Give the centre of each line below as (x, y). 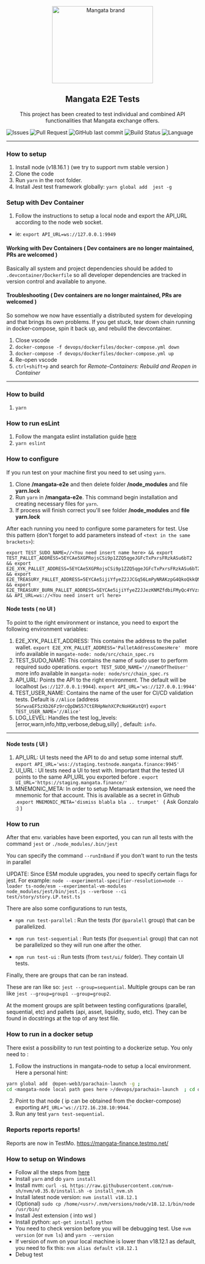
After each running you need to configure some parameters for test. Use (97, 528)
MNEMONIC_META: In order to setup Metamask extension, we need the (105, 789)
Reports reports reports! (43, 1130)
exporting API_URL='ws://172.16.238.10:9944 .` (74, 1108)
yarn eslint (30, 444)
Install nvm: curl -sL (41, 1185)
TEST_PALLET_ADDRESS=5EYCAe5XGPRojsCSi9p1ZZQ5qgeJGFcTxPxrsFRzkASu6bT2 (99, 558)
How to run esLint (33, 424)
